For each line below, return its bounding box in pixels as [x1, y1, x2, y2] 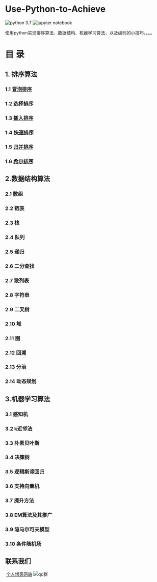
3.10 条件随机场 [5, 540, 42, 547]
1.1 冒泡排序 [5, 86, 32, 93]
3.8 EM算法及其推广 [5, 512, 52, 519]
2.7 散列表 [5, 277, 29, 284]
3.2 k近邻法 [5, 425, 33, 432]
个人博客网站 [6, 571, 32, 577]
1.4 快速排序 [5, 129, 34, 136]
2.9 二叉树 [5, 306, 30, 313]
